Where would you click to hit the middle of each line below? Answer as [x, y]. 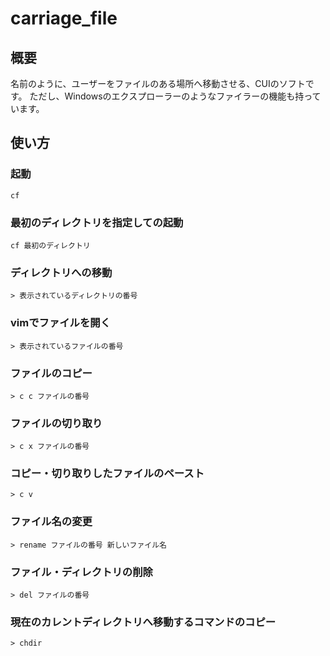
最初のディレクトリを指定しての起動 [97, 222]
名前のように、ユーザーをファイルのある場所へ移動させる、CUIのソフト [158, 83]
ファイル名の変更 [51, 522]
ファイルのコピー [51, 373]
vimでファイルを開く [61, 323]
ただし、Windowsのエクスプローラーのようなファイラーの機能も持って [175, 96]
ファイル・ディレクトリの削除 [81, 572]
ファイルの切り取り [56, 423]
